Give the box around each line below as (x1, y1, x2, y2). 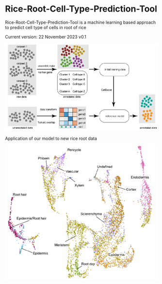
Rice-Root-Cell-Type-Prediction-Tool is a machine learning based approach (5, 19, 156, 25)
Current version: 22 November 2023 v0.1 (5, 34, 86, 40)
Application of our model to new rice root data (5, 135, 97, 141)
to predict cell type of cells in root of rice (5, 24, 86, 30)
